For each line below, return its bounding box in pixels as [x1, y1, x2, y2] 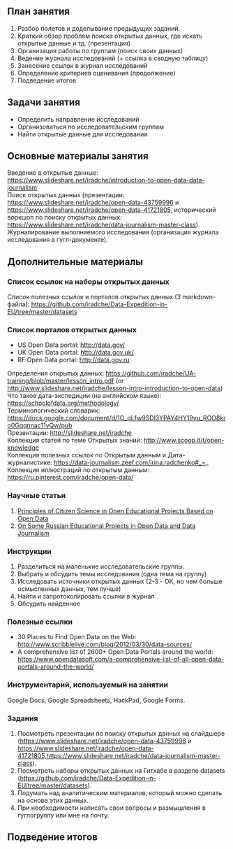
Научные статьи [7, 491, 66, 501]
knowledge [7, 443, 40, 452]
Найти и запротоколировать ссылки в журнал [17, 592, 155, 601]
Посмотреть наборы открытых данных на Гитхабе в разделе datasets [17, 766, 225, 775]
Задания [7, 713, 38, 723]
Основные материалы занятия [7, 150, 149, 162]
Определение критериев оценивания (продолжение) [17, 69, 176, 77]
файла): [7, 300, 30, 308]
